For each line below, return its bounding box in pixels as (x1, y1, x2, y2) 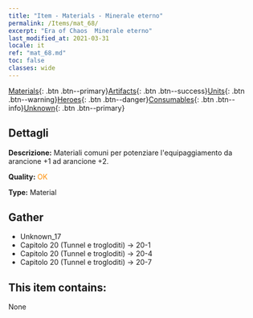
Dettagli (8, 126, 49, 141)
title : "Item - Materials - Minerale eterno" (8, 11, 163, 20)
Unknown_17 (19, 232, 62, 242)
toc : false (8, 57, 45, 65)
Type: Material (8, 187, 57, 197)
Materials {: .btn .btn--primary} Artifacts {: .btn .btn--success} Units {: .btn (8, 86, 245, 96)
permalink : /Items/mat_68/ (8, 19, 99, 27)
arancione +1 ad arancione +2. (8, 156, 109, 165)
